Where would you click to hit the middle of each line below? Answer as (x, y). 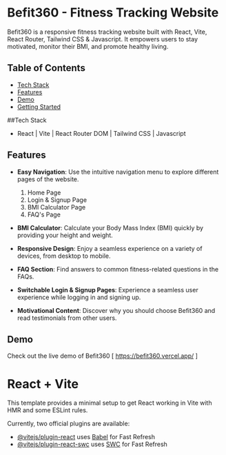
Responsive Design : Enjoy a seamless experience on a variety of (110, 248)
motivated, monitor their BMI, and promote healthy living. (88, 46)
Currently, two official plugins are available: (69, 424)
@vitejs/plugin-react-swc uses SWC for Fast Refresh (92, 444)
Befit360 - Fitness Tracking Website (113, 13)
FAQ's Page (44, 214)
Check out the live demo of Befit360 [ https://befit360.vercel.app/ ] (103, 356)
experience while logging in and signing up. (79, 297)
